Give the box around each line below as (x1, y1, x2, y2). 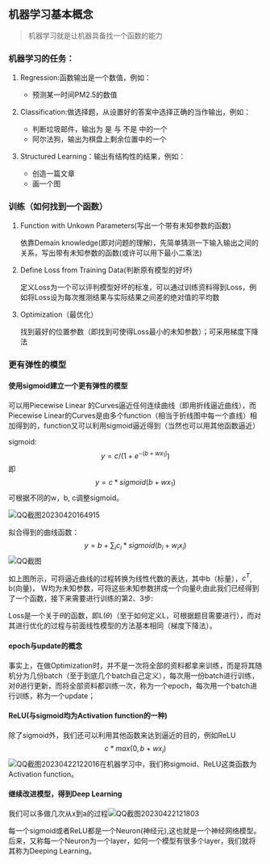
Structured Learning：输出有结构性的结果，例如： (19, 152, 186, 162)
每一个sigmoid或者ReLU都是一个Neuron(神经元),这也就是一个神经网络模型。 (8, 825, 261, 835)
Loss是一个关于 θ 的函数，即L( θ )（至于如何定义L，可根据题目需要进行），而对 (8, 611, 262, 621)
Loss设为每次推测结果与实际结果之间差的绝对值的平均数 (34, 293, 220, 302)
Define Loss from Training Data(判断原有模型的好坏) (19, 265, 193, 275)
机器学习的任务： (8, 53, 75, 64)
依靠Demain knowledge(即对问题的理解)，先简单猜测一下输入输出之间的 (19, 238, 260, 248)
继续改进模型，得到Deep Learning (8, 789, 123, 799)
